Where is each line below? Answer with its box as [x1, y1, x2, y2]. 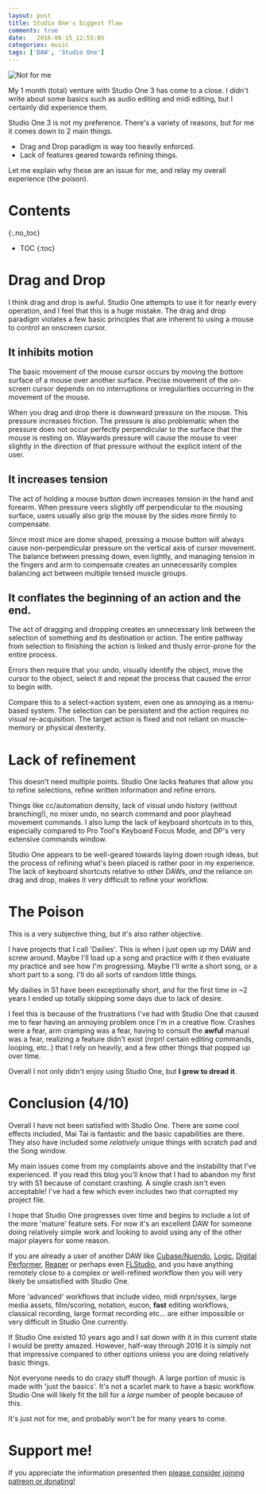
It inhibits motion [8, 346, 94, 360]
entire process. [8, 650, 58, 660]
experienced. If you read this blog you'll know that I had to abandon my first [8, 1170, 256, 1180]
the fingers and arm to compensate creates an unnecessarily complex [8, 560, 237, 569]
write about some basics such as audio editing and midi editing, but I [8, 94, 233, 103]
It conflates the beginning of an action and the [8, 591, 241, 604]
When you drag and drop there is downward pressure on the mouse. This [8, 407, 249, 417]
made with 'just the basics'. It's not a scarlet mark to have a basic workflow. [8, 1382, 256, 1392]
